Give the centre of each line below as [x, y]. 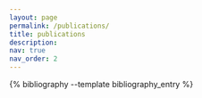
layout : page [34, 17]
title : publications [48, 34]
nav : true [28, 51]
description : [34, 42]
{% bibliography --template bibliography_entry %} [101, 84]
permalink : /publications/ [59, 26]
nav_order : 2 [34, 59]
